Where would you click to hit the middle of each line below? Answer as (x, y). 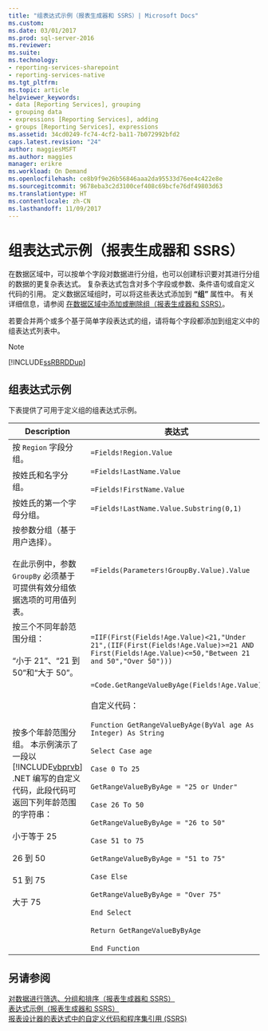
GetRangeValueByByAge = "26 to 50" (158, 823)
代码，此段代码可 (45, 791)
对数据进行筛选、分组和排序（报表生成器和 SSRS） (92, 998)
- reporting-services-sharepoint (64, 68)
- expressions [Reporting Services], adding (83, 120)
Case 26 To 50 (117, 805)
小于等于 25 (35, 836)
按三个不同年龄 (41, 627)
